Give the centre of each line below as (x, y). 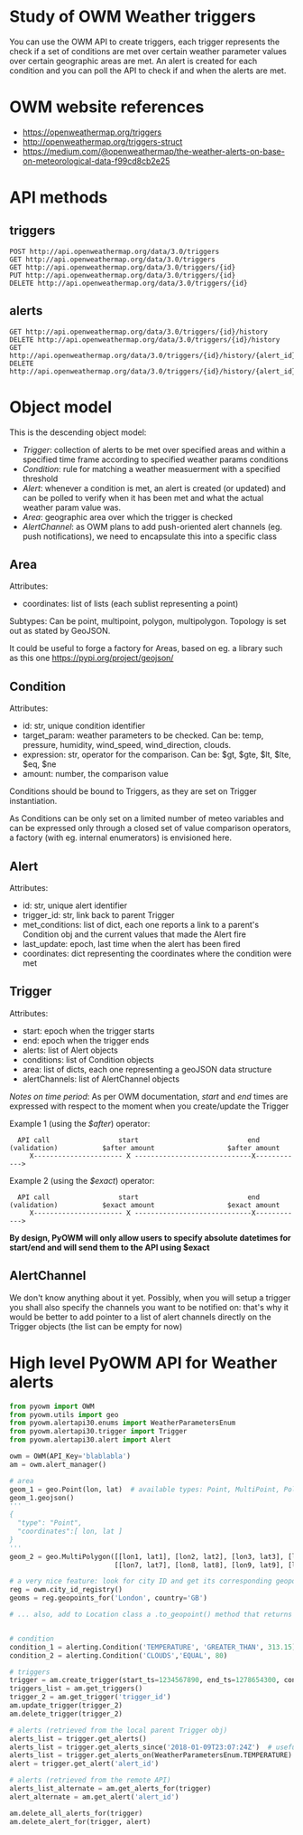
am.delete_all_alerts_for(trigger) (76, 1813)
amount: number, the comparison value (95, 774)
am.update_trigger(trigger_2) (66, 1706)
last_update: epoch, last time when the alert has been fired (131, 944)
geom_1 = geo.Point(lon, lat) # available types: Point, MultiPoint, (145, 1490)
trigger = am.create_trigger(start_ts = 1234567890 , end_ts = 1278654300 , (145, 1680)
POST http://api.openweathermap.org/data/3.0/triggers (115, 251)
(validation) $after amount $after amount (145, 1148)
